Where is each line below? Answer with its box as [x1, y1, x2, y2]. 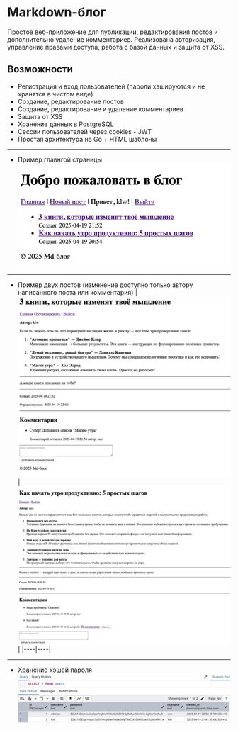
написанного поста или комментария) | [17, 288, 138, 296]
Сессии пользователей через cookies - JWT [17, 127, 152, 135]
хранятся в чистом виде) [17, 89, 93, 98]
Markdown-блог [7, 4, 106, 21]
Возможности [7, 63, 73, 75]
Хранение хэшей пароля [17, 666, 93, 674]
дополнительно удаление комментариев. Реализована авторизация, [7, 35, 216, 43]
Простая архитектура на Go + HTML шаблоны [17, 135, 157, 143]
